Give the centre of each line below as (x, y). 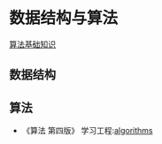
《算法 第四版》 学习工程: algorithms (87, 131)
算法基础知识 (32, 44)
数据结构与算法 (64, 18)
